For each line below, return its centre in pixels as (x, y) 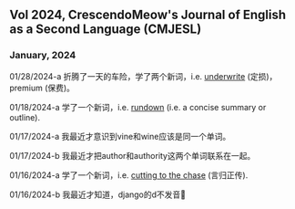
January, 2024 (43, 56)
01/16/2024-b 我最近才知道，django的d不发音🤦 (98, 194)
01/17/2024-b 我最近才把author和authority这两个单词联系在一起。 (132, 155)
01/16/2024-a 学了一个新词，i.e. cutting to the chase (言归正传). (129, 175)
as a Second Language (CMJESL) (106, 30)
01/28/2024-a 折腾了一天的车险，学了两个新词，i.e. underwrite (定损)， (143, 76)
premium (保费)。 (42, 88)
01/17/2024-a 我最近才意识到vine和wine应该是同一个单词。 (120, 136)
